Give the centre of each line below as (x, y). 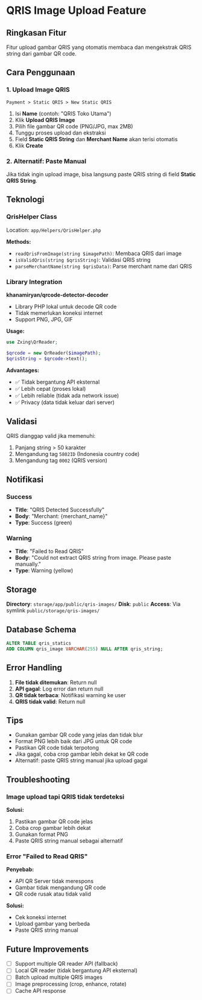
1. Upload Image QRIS (38, 90)
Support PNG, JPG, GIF (44, 319)
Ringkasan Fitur (36, 33)
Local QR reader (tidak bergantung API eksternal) (76, 970)
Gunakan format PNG (41, 834)
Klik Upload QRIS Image (45, 120)
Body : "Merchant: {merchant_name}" (61, 516)
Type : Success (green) (43, 523)
